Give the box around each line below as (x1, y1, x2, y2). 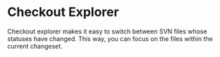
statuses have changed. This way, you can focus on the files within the (7, 34, 213, 42)
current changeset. (7, 42, 63, 50)
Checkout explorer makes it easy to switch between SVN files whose (7, 27, 207, 35)
